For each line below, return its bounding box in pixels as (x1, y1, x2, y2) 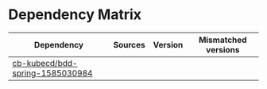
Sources (113, 39, 145, 50)
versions (206, 44, 240, 55)
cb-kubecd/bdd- (12, 57, 78, 68)
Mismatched (198, 34, 248, 45)
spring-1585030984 (12, 68, 93, 79)
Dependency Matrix (8, 6, 141, 24)
